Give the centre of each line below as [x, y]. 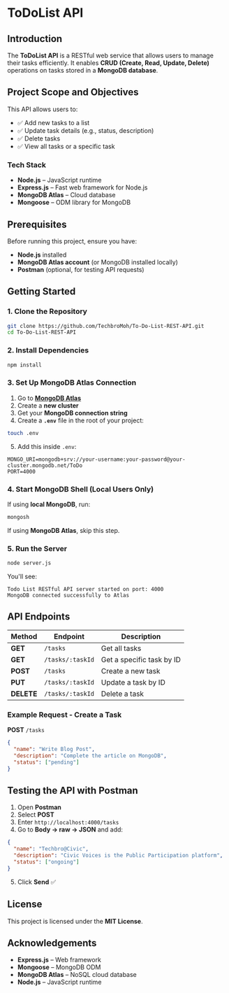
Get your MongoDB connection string [72, 413]
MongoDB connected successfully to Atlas [68, 596]
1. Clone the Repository [47, 311]
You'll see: [22, 577]
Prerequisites [37, 224]
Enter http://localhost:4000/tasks [68, 822]
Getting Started [42, 292]
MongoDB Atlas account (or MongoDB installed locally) [97, 262]
